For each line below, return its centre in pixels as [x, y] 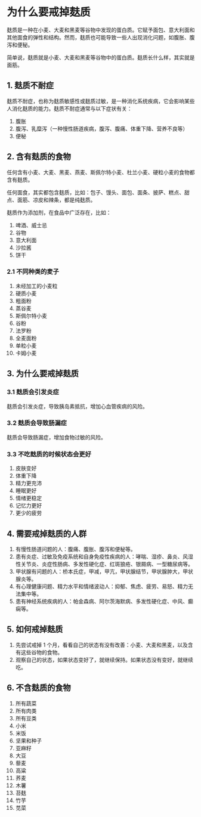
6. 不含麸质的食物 [39, 688]
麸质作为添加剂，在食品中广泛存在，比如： [59, 212]
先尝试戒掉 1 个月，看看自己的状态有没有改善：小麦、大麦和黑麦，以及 [102, 645]
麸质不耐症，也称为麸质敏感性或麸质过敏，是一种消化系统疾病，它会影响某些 [101, 101]
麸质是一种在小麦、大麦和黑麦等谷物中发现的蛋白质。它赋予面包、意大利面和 [101, 30]
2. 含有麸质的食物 [39, 157]
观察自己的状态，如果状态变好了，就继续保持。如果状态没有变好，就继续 [104, 660]
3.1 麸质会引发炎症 [33, 392]
